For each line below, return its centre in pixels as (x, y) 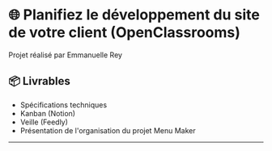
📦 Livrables (39, 81)
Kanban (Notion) (47, 113)
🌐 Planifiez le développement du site (134, 15)
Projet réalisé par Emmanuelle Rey (66, 55)
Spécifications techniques (64, 105)
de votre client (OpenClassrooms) (125, 33)
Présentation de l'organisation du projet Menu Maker (108, 130)
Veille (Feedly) (44, 122)
